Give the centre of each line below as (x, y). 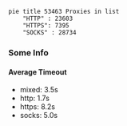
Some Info (29, 52)
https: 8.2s (38, 107)
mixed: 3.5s (39, 90)
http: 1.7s (35, 98)
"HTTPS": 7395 (46, 26)
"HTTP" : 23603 (48, 18)
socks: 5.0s (39, 116)
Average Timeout (38, 71)
